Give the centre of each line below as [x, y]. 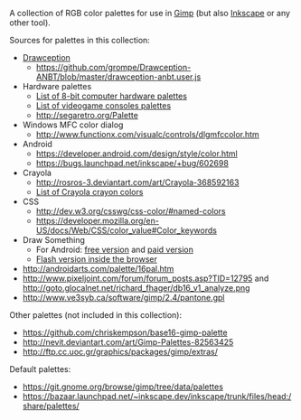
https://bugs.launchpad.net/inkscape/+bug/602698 [132, 163]
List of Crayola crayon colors [89, 192]
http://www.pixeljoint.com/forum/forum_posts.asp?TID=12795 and [146, 278]
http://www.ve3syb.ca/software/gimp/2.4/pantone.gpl [123, 298]
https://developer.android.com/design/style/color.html [136, 154]
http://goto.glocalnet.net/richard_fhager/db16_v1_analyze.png [136, 288]
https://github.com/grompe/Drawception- [113, 67]
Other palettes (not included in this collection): [96, 315]
